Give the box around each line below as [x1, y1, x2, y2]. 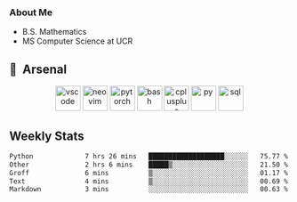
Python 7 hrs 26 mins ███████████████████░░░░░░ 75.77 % [9, 151, 289, 161]
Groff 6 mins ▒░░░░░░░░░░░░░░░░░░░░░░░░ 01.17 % [9, 168, 289, 177]
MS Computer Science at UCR [21, 36, 133, 46]
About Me [9, 6, 53, 19]
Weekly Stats [9, 128, 84, 143]
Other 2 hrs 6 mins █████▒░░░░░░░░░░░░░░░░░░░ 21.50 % [9, 160, 289, 169]
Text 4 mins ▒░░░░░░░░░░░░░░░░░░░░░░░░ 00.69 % [9, 176, 289, 186]
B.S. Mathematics [21, 27, 87, 37]
